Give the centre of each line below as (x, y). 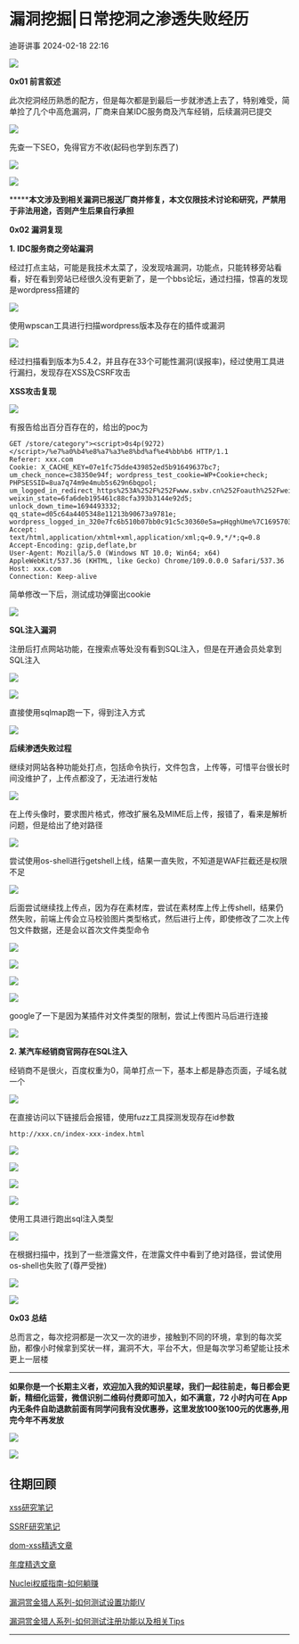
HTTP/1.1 (212, 451)
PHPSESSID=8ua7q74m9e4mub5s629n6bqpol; (83, 483)
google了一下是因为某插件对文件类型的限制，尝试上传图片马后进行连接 (139, 1015)
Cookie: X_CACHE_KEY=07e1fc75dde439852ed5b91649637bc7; (115, 467)
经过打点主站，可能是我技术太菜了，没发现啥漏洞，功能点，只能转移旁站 (141, 267)
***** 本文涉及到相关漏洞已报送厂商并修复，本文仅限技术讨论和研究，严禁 (144, 199)
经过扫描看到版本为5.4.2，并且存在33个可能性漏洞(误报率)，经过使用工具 (143, 361)
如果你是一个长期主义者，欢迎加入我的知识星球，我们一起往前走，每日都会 (145, 1386)
